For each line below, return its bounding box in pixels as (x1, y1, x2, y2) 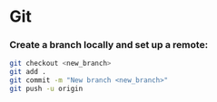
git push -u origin (9, 84, 84, 94)
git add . (9, 68, 47, 77)
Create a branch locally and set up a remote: (9, 39, 209, 51)
